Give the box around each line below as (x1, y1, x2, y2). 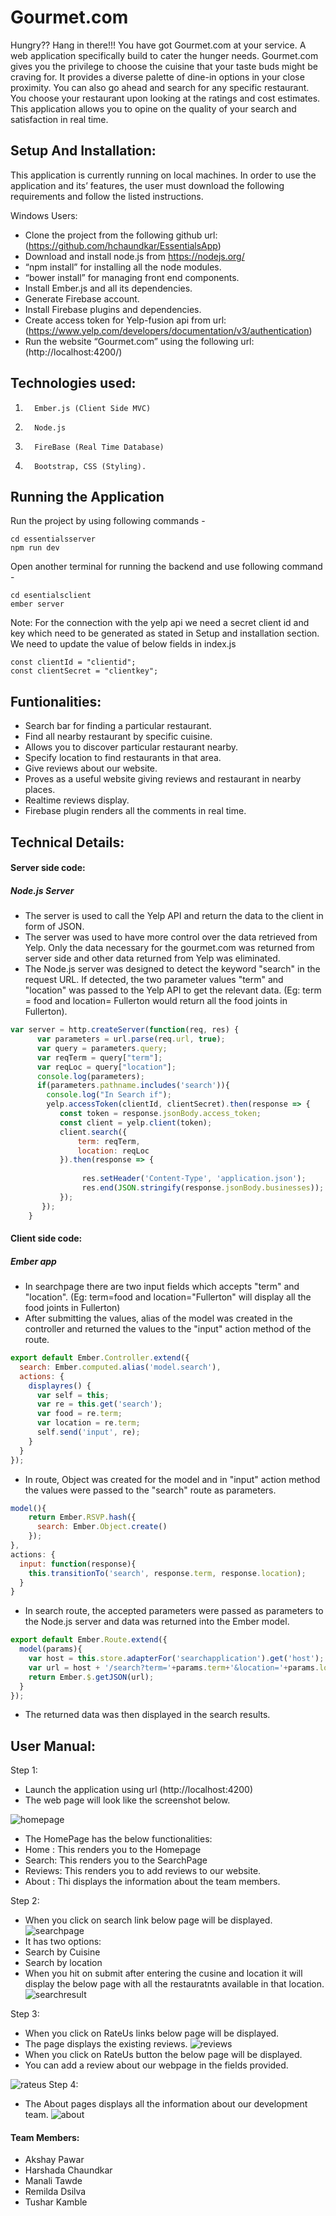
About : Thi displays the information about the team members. (24, 1876, 281, 1888)
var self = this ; (36, 1390, 110, 1400)
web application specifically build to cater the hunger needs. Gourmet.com (10, 49, 319, 61)
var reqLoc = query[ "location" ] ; (36, 1062, 177, 1072)
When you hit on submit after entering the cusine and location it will (24, 1967, 303, 1980)
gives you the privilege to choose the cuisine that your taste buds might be (10, 60, 318, 72)
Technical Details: (10, 834, 125, 851)
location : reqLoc (77, 1146, 150, 1156)
